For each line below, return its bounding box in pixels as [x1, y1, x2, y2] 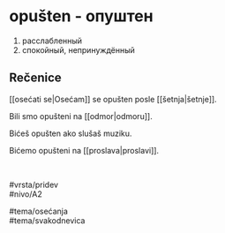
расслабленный [21, 35, 82, 46]
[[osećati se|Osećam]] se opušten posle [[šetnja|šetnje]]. [9, 94, 218, 104]
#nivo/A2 [9, 188, 42, 199]
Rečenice [9, 71, 62, 86]
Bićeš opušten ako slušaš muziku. [9, 128, 132, 139]
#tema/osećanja [9, 206, 69, 216]
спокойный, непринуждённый [21, 44, 135, 55]
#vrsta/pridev [9, 179, 59, 190]
